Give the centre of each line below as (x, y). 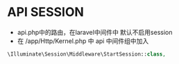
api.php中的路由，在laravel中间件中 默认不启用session (95, 32)
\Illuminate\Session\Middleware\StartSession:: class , (87, 54)
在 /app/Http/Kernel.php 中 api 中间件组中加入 (83, 41)
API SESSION (46, 12)
